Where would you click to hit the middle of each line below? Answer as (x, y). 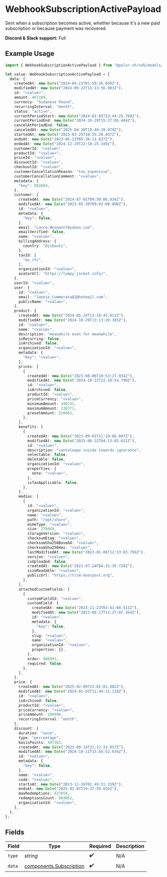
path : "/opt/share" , (48, 520)
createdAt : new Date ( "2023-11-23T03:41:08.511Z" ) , (85, 608)
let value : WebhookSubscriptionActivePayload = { (58, 74)
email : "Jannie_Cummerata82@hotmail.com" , (63, 297)
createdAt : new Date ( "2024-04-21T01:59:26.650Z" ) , (68, 83)
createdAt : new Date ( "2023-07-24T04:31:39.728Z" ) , (81, 566)
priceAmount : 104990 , (41, 715)
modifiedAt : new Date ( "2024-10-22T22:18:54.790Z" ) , (82, 380)
